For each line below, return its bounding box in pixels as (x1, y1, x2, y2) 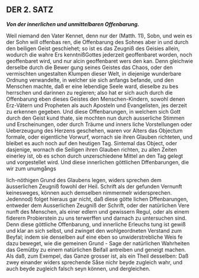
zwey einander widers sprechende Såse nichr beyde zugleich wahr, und (6, 258, 183, 265)
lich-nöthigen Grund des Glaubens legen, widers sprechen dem (6, 176, 162, 183)
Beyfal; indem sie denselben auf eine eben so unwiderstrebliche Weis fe (6, 233, 183, 240)
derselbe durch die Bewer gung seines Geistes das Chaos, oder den (6, 64, 173, 71)
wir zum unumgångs (6, 165, 56, 172)
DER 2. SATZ (6, 5, 53, 15)
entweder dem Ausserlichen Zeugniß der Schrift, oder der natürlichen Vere (6, 202, 190, 209)
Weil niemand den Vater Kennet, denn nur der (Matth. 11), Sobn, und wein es (6, 32, 192, 39)
